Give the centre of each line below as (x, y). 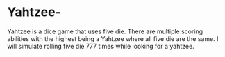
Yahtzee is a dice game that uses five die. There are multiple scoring (105, 31)
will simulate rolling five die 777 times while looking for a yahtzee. (101, 46)
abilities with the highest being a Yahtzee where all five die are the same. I (113, 38)
